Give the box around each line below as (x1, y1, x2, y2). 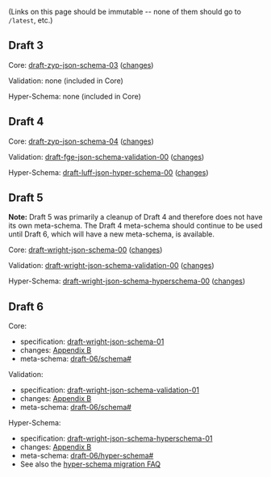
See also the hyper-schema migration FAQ (19, 459, 161, 469)
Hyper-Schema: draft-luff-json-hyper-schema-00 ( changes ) (8, 167, 209, 177)
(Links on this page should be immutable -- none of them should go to (8, 7, 242, 16)
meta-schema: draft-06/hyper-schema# (19, 451, 154, 461)
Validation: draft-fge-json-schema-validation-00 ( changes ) (8, 152, 205, 161)
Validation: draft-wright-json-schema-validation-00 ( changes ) (8, 261, 215, 270)
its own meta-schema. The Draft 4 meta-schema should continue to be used (8, 221, 263, 231)
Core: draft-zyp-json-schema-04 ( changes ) (8, 136, 155, 146)
